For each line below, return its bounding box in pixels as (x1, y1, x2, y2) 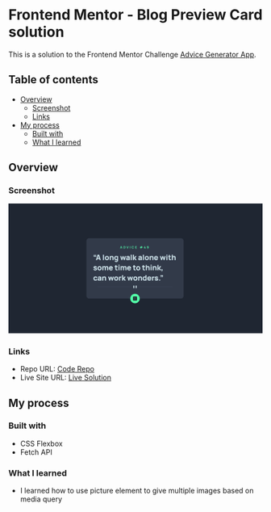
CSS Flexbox (19, 439, 63, 448)
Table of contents (8, 73, 98, 86)
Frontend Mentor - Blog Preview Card (8, 6, 263, 24)
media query (19, 494, 63, 504)
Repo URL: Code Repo (19, 364, 95, 374)
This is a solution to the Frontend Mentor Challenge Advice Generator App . (8, 49, 256, 59)
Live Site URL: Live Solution (19, 373, 111, 383)
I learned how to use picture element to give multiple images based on (19, 486, 254, 496)
